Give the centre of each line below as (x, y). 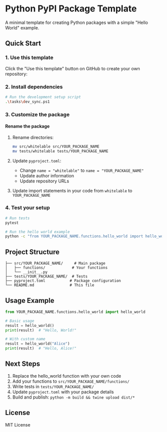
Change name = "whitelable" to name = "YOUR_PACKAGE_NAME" (82, 170)
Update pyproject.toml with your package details (63, 392)
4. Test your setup (28, 208)
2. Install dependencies (34, 87)
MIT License (18, 425)
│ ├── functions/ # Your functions (56, 268)
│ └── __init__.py (27, 272)
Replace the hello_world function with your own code (67, 376)
